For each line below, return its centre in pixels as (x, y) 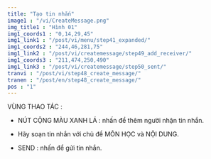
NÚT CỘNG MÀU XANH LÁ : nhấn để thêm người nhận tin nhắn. (111, 121)
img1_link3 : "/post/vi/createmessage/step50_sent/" (87, 67)
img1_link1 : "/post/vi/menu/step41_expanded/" (79, 40)
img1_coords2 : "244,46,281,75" (55, 47)
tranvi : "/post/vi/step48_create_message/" (74, 73)
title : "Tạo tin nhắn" (41, 14)
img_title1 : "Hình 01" (43, 27)
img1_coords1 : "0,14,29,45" (50, 34)
